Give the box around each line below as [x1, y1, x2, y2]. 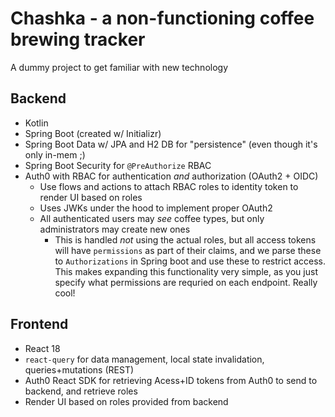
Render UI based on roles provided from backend [24, 395, 229, 407]
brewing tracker [10, 28, 146, 51]
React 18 [24, 342, 61, 354]
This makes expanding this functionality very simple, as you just [54, 265, 318, 277]
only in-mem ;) [24, 148, 86, 161]
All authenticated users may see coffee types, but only [39, 212, 265, 224]
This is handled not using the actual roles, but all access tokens [54, 233, 317, 246]
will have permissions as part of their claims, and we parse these [54, 244, 322, 256]
